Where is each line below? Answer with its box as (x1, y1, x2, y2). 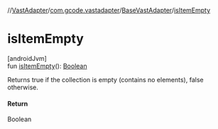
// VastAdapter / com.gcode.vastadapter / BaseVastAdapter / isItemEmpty (7, 6, 211, 14)
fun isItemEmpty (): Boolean (7, 62, 87, 70)
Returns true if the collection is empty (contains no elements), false (7, 75, 204, 84)
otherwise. (7, 83, 39, 91)
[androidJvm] (7, 54, 48, 62)
